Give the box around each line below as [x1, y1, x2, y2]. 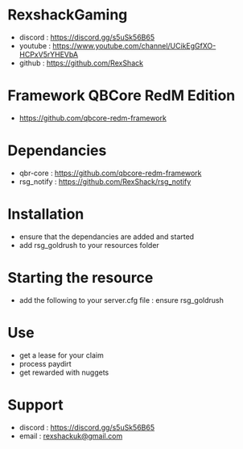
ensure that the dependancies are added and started [19, 232, 195, 241]
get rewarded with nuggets [19, 367, 109, 377]
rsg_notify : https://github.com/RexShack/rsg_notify [19, 176, 192, 187]
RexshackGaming [7, 6, 128, 24]
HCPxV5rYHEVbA [19, 49, 78, 59]
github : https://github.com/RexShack [19, 58, 144, 68]
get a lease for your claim [19, 350, 104, 360]
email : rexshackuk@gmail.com [19, 430, 123, 441]
